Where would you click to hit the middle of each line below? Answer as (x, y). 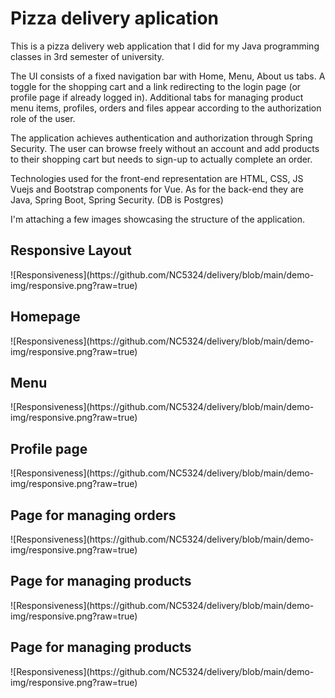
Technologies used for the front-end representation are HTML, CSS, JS (157, 178)
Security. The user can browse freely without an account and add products (165, 148)
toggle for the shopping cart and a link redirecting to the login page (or (156, 86)
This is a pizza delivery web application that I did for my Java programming (165, 46)
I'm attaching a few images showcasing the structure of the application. (158, 219)
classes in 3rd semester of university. (87, 56)
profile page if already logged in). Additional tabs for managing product (157, 97)
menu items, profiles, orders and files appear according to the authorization (166, 108)
